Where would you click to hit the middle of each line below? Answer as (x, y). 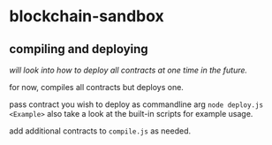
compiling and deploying (79, 49)
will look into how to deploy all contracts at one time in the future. (128, 70)
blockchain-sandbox (87, 16)
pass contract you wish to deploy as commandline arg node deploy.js (136, 104)
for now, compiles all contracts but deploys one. (96, 87)
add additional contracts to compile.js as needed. (100, 131)
